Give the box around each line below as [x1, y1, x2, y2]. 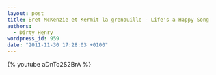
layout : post [7, 10, 44, 17]
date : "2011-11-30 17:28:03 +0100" [7, 42, 109, 48]
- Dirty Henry [13, 29, 53, 36]
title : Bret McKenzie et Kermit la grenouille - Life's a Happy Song [7, 16, 210, 23]
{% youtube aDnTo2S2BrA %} [7, 61, 92, 68]
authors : [7, 22, 32, 29]
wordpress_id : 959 [7, 35, 59, 42]
